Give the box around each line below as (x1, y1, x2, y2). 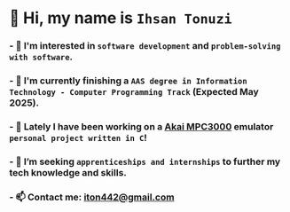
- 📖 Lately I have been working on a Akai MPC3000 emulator (9, 120, 274, 132)
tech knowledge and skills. (9, 166, 127, 178)
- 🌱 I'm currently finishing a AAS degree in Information (9, 75, 247, 87)
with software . (9, 51, 74, 63)
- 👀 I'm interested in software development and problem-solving (9, 40, 281, 52)
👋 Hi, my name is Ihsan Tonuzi (9, 8, 232, 28)
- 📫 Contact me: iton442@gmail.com (9, 191, 175, 203)
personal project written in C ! (9, 131, 148, 144)
